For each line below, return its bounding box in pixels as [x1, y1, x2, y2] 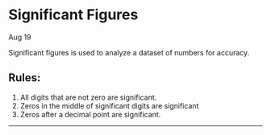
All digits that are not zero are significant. [19, 92, 157, 102]
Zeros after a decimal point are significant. [19, 109, 161, 119]
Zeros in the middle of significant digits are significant [19, 100, 199, 110]
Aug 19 [8, 32, 31, 42]
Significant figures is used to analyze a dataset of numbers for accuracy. [8, 47, 250, 57]
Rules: [8, 71, 41, 85]
